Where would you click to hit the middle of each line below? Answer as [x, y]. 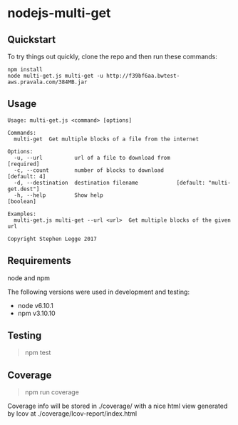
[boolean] [22, 201]
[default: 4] [27, 176]
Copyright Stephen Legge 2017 [52, 239]
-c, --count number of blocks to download [89, 170]
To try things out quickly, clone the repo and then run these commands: [112, 56]
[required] [24, 164]
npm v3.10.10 [36, 313]
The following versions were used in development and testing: [99, 292]
